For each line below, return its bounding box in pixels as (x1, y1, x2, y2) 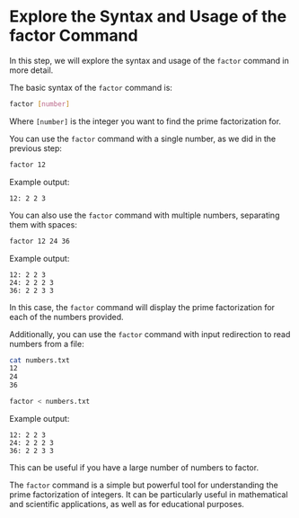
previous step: (9, 142, 63, 154)
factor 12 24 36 (9, 237, 70, 246)
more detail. (9, 65, 54, 76)
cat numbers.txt (9, 355, 70, 365)
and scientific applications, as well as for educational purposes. (9, 498, 245, 509)
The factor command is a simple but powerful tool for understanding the (9, 479, 278, 490)
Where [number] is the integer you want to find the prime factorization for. (9, 115, 281, 127)
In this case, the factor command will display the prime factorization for (9, 301, 276, 312)
